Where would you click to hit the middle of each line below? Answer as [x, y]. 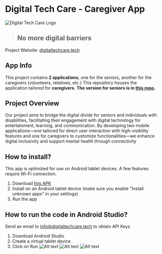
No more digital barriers [54, 38]
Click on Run [25, 246]
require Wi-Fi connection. [31, 174]
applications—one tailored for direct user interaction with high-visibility [77, 131]
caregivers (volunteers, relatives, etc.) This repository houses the [71, 83]
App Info [18, 66]
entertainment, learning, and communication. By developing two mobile [77, 126]
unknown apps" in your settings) [45, 194]
